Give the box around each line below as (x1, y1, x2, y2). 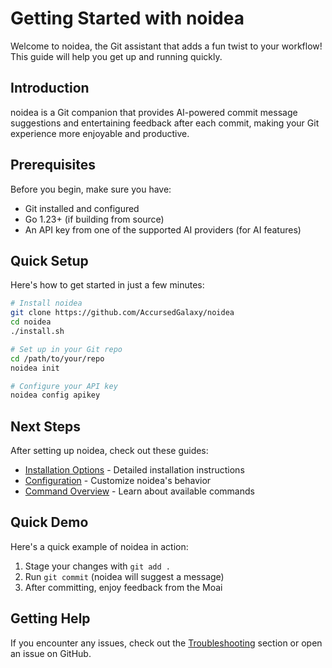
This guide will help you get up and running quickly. (10, 50, 223, 62)
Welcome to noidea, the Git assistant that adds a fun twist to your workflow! (10, 40, 323, 52)
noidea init (10, 363, 60, 373)
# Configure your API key (10, 381, 118, 391)
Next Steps (10, 418, 81, 435)
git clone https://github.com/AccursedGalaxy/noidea (10, 308, 235, 318)
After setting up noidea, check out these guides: (10, 445, 209, 457)
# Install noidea (10, 298, 83, 309)
